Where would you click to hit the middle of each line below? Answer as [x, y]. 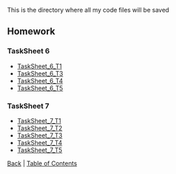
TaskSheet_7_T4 [40, 142]
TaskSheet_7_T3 [40, 135]
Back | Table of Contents [42, 163]
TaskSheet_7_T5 [40, 150]
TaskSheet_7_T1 [39, 120]
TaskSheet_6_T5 [40, 88]
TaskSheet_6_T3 [40, 73]
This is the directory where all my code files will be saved [88, 10]
